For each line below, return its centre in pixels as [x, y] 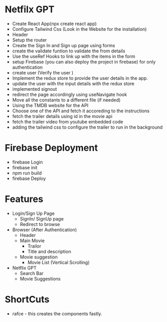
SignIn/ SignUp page [42, 218]
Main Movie [32, 240]
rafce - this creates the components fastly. [57, 313]
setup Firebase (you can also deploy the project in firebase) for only [84, 62]
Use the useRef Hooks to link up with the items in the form [74, 56]
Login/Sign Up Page [33, 213]
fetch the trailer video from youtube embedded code [68, 122]
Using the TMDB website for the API [50, 105]
